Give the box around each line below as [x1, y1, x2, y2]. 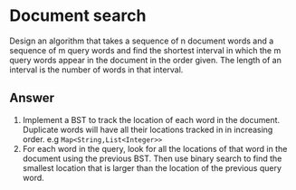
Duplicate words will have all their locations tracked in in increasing [22, 124, 273, 135]
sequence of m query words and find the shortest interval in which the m [9, 44, 282, 55]
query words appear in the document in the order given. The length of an [9, 54, 282, 65]
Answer [9, 90, 55, 106]
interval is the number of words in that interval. [9, 64, 184, 75]
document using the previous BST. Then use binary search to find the [22, 153, 282, 164]
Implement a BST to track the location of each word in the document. [22, 114, 281, 125]
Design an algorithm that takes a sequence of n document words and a [9, 35, 274, 46]
